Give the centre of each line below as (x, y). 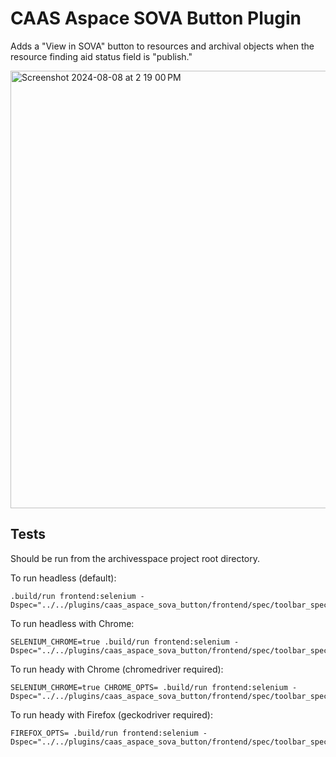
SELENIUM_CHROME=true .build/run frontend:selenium (120, 642)
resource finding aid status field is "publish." (101, 56)
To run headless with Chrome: (72, 623)
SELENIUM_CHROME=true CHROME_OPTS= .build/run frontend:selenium (149, 687)
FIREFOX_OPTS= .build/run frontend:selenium (104, 733)
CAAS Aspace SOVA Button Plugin (156, 18)
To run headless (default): (63, 578)
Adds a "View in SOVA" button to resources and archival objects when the (162, 46)
